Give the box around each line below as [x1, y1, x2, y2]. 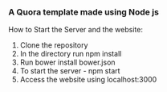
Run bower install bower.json [19, 57, 116, 67]
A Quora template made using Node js [8, 6, 159, 18]
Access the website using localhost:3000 [19, 75, 157, 85]
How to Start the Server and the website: [8, 25, 143, 35]
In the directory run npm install [19, 49, 122, 59]
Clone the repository [19, 40, 88, 50]
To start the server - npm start [19, 66, 120, 76]
